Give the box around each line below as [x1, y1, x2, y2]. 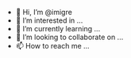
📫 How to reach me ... [15, 42, 90, 50]
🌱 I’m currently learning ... [15, 24, 101, 33]
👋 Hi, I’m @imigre [15, 8, 73, 16]
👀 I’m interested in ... [15, 16, 83, 25]
